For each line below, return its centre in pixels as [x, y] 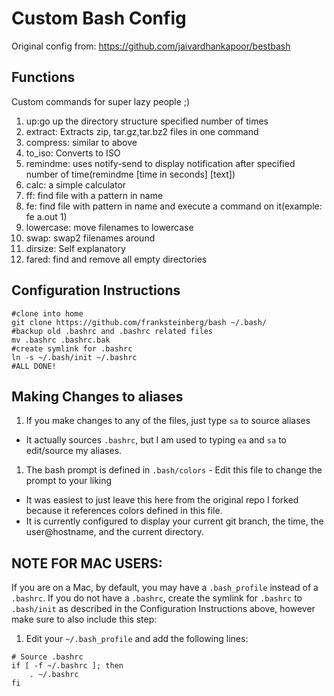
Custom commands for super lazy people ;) [101, 101]
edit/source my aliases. [74, 451]
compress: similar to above [81, 142]
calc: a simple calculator [76, 184]
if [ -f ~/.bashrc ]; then [67, 666]
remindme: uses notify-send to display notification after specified [160, 163]
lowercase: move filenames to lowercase [109, 227]
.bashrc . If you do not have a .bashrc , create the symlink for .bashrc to [157, 598]
